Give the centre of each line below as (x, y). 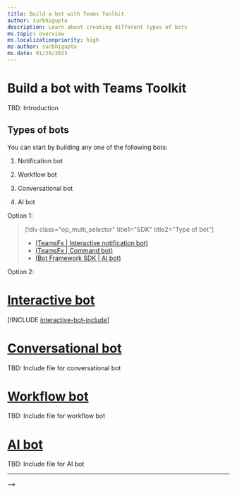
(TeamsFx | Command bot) (74, 250)
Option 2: (21, 271)
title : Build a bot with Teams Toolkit (66, 14)
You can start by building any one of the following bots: (87, 147)
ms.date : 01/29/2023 (38, 54)
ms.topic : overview (36, 34)
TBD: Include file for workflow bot (56, 416)
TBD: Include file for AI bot (46, 464)
